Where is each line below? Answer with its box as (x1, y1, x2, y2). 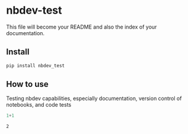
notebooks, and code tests (6, 101, 72, 108)
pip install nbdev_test (6, 63, 65, 68)
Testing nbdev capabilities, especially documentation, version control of (6, 95, 182, 102)
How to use (6, 79, 49, 89)
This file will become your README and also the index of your (6, 23, 157, 30)
